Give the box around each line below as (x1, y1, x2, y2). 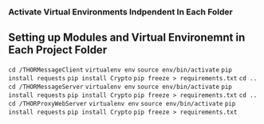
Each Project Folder (8, 43, 108, 57)
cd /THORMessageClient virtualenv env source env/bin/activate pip (8, 66, 233, 74)
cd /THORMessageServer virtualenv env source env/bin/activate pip (8, 83, 233, 91)
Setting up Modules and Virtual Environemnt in (8, 31, 246, 45)
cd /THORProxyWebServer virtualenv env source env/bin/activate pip (8, 99, 236, 107)
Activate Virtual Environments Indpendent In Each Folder (8, 6, 233, 17)
